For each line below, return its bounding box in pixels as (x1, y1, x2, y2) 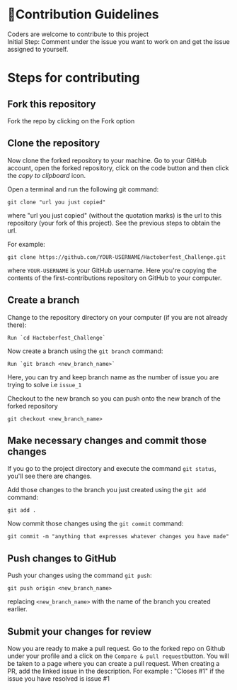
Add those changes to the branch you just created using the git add (7, 486, 207, 494)
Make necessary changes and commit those (7, 434, 207, 446)
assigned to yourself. (7, 45, 69, 53)
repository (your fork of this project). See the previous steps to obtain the (7, 218, 221, 227)
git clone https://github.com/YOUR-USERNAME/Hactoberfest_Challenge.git (7, 253, 226, 261)
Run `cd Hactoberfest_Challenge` (7, 334, 106, 341)
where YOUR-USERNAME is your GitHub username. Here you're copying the (7, 266, 217, 274)
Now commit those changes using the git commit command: (7, 519, 184, 528)
